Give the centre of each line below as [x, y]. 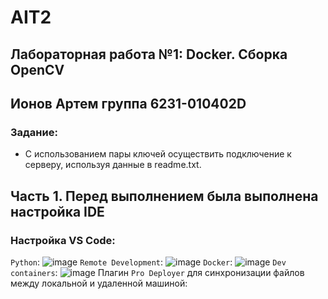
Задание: [34, 132]
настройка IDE [57, 211]
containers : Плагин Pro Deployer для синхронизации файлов [157, 272]
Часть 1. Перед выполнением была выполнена [164, 196]
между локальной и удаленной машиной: [99, 283]
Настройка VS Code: [63, 240]
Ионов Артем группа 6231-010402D [128, 103]
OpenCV [37, 69]
